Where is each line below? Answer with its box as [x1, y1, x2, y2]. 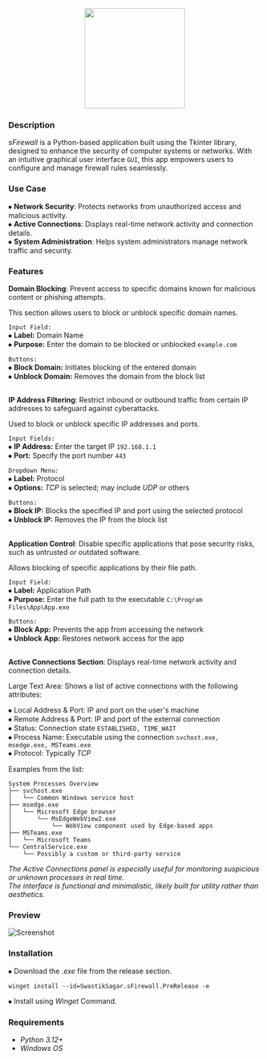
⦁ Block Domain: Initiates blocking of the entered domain [8, 362, 196, 372]
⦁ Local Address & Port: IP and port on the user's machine [8, 705, 200, 715]
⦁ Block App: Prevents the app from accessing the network [8, 624, 204, 634]
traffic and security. [8, 245, 74, 255]
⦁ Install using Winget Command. [8, 996, 117, 1005]
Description [8, 119, 55, 131]
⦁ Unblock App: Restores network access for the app [8, 633, 184, 643]
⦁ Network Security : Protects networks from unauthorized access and [8, 201, 242, 211]
